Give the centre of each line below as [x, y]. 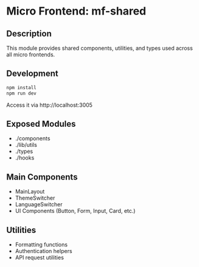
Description [29, 34]
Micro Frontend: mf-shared [76, 11]
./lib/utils [26, 145]
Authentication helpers [44, 251]
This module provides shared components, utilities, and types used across [100, 48]
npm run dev [21, 93]
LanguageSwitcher [39, 204]
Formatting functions [41, 245]
